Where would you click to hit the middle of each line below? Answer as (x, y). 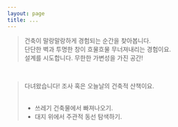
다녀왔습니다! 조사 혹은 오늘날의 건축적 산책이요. (89, 86)
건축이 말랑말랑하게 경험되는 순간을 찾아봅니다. (88, 40)
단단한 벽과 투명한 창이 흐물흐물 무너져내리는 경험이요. (98, 49)
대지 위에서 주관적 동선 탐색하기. (78, 116)
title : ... (23, 20)
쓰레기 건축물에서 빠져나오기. (74, 108)
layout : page (26, 13)
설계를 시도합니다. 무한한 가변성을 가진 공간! (84, 58)
